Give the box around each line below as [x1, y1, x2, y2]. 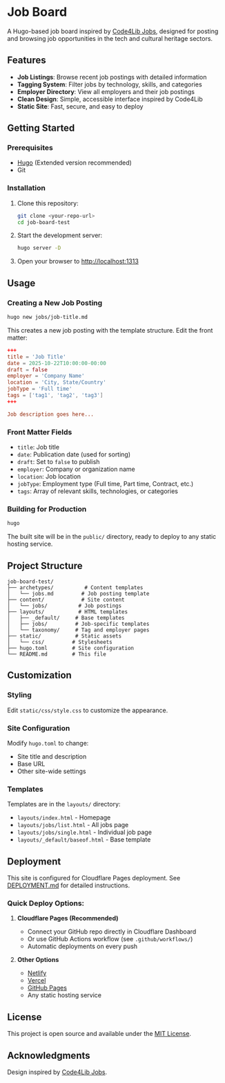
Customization [7, 669, 72, 681]
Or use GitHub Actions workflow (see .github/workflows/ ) [27, 935, 193, 943]
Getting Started [7, 122, 75, 134]
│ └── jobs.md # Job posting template [7, 590, 150, 597]
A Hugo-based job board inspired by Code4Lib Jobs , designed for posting [7, 27, 219, 35]
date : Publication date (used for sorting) [17, 450, 131, 459]
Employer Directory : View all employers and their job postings [17, 87, 195, 95]
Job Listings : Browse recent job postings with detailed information [17, 73, 207, 81]
